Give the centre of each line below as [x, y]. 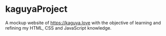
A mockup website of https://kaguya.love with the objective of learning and [83, 23]
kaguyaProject [36, 9]
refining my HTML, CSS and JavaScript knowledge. [58, 28]
